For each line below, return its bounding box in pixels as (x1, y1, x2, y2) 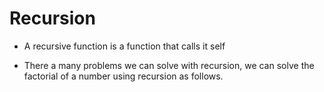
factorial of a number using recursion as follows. (23, 70, 224, 82)
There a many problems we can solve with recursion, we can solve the (23, 59, 315, 71)
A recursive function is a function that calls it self (23, 40, 226, 52)
